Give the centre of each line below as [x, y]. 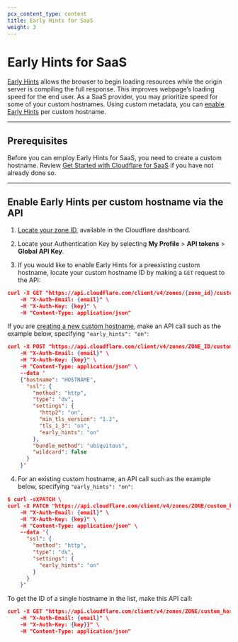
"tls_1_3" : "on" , [64, 426]
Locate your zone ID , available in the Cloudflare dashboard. [104, 230]
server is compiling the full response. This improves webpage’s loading [111, 89]
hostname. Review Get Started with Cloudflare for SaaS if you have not [110, 165]
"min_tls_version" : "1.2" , [79, 419]
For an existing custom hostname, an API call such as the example [114, 479]
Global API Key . [41, 251]
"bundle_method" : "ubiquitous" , [81, 446]
